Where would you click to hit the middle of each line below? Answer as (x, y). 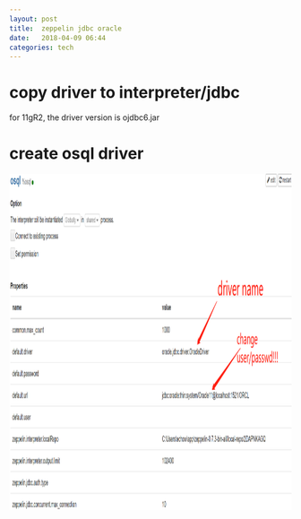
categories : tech (42, 48)
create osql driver (77, 154)
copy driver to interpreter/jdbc (125, 93)
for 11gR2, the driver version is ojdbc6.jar (84, 117)
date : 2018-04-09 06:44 (57, 38)
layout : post (34, 19)
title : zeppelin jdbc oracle (66, 28)
